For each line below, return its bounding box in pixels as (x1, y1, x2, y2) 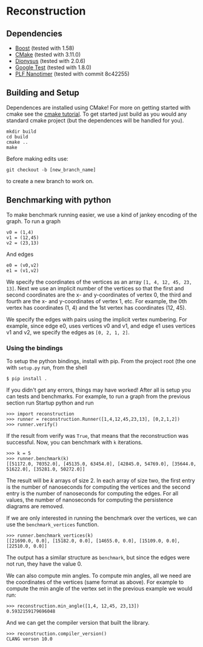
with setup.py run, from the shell (6, 364, 88, 371)
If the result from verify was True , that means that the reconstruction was (6, 432, 189, 439)
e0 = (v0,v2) (6, 262, 39, 268)
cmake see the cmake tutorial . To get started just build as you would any (6, 110, 187, 118)
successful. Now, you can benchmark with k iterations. (6, 438, 143, 446)
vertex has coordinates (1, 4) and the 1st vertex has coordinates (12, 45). (6, 304, 187, 311)
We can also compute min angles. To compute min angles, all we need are (6, 572, 191, 579)
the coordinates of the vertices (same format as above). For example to (6, 578, 184, 586)
